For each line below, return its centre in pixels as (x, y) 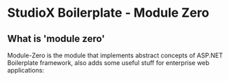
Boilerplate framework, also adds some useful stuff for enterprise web (109, 63)
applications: (26, 70)
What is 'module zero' (56, 39)
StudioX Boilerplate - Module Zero (109, 13)
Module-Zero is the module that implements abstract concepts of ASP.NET (115, 55)
